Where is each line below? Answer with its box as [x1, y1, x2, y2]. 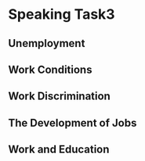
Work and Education [8, 143, 110, 156]
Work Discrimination [8, 90, 111, 103]
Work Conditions [8, 63, 92, 76]
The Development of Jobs [8, 116, 137, 130]
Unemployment [8, 37, 85, 50]
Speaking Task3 [8, 5, 115, 23]
